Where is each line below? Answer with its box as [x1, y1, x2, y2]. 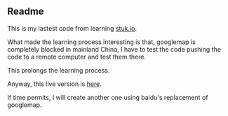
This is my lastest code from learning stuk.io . [7, 24, 137, 32]
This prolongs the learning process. [7, 66, 110, 74]
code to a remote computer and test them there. [7, 52, 146, 61]
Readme [7, 6, 44, 17]
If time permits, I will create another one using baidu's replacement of [7, 93, 208, 101]
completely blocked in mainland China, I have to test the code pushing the [7, 45, 221, 53]
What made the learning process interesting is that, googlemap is [7, 38, 196, 46]
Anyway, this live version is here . [7, 80, 102, 88]
